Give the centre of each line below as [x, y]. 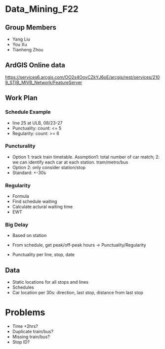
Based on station [29, 235]
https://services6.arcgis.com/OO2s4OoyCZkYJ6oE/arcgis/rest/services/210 [82, 77]
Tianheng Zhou [28, 50]
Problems [25, 313]
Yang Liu [21, 39]
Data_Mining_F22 [42, 9]
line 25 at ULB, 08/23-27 [37, 123]
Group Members [31, 27]
